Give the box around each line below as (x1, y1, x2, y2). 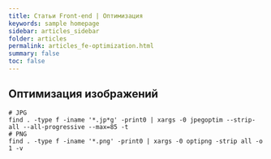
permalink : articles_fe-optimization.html (8, 42, 154, 50)
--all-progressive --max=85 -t (23, 122, 129, 131)
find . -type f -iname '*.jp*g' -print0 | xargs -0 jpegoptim (8, 115, 223, 124)
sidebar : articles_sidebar (8, 27, 100, 35)
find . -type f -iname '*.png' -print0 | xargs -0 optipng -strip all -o (8, 137, 264, 145)
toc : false (8, 58, 45, 66)
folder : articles (8, 34, 67, 43)
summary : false (8, 49, 60, 58)
